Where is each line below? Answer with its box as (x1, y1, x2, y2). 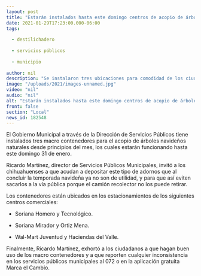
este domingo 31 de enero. (6, 150, 72, 157)
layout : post (6, 8, 39, 15)
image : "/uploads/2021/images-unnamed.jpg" (6, 81, 117, 87)
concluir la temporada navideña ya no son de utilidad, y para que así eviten (6, 174, 191, 181)
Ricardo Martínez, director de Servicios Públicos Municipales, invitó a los (6, 162, 186, 169)
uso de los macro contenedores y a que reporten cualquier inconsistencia (6, 251, 188, 259)
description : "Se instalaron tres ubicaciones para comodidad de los (6, 75, 184, 81)
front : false (6, 103, 39, 110)
